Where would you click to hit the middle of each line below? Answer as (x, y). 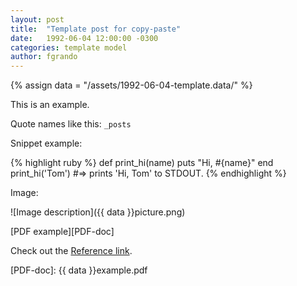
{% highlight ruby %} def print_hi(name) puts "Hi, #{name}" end (142, 163)
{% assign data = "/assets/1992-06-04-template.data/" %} (131, 85)
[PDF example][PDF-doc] (62, 232)
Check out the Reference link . (71, 251)
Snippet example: (46, 143)
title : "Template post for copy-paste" (96, 29)
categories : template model (69, 47)
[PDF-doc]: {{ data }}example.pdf (79, 270)
